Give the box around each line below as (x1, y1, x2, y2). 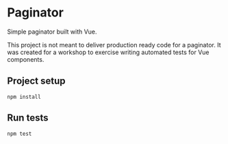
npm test (7, 130, 32, 137)
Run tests (7, 112, 49, 124)
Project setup (7, 75, 66, 87)
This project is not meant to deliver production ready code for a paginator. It (7, 40, 221, 49)
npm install (7, 93, 41, 100)
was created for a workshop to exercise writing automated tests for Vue (7, 48, 210, 56)
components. (7, 55, 45, 63)
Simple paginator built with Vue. (7, 27, 97, 36)
